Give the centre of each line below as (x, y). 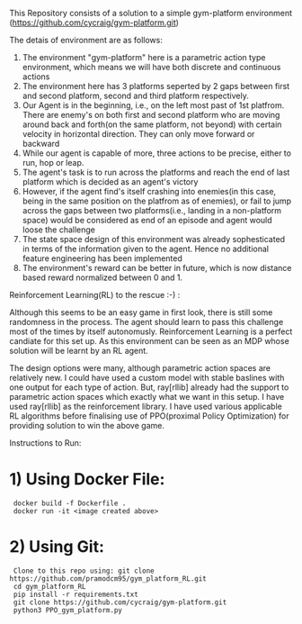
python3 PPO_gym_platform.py (68, 610)
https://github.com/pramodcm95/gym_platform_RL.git (108, 579)
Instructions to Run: (45, 443)
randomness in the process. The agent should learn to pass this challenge (147, 322)
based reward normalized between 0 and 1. (102, 277)
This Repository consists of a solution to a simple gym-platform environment (151, 13)
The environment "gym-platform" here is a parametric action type (144, 57)
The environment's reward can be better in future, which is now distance (157, 268)
